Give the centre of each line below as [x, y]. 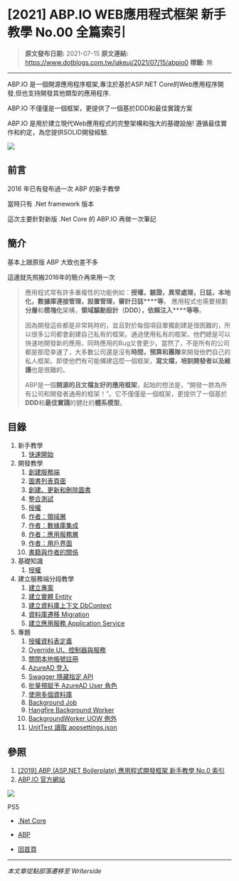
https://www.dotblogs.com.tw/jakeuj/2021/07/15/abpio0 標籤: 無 [119, 62]
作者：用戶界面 [50, 543]
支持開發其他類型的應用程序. [70, 93]
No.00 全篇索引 [81, 32]
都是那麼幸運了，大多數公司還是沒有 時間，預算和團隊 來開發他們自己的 [128, 352]
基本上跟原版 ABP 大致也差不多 [53, 262]
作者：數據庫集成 [53, 526]
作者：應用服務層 [53, 534]
